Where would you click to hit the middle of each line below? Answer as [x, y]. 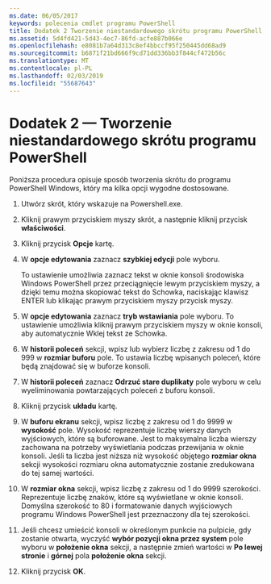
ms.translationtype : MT [49, 61]
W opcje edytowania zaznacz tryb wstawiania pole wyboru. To [127, 316]
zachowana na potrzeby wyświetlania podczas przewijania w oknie [132, 448]
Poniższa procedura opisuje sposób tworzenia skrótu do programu [120, 180]
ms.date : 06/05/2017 [44, 16]
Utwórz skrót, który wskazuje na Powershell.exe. [102, 204]
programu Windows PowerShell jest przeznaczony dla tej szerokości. [135, 515]
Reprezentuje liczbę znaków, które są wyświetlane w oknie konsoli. [132, 498]
